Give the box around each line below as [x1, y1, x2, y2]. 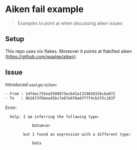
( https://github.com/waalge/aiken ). [5, 53, 77, 59]
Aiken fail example [5, 4, 84, 15]
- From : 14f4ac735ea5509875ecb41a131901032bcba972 [5, 91, 115, 96]
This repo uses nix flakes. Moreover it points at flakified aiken [5, 48, 132, 54]
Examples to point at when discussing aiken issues [17, 20, 123, 26]
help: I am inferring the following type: [10, 114, 100, 119]
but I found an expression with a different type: [23, 132, 131, 137]
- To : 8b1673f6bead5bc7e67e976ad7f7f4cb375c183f [5, 96, 115, 101]
